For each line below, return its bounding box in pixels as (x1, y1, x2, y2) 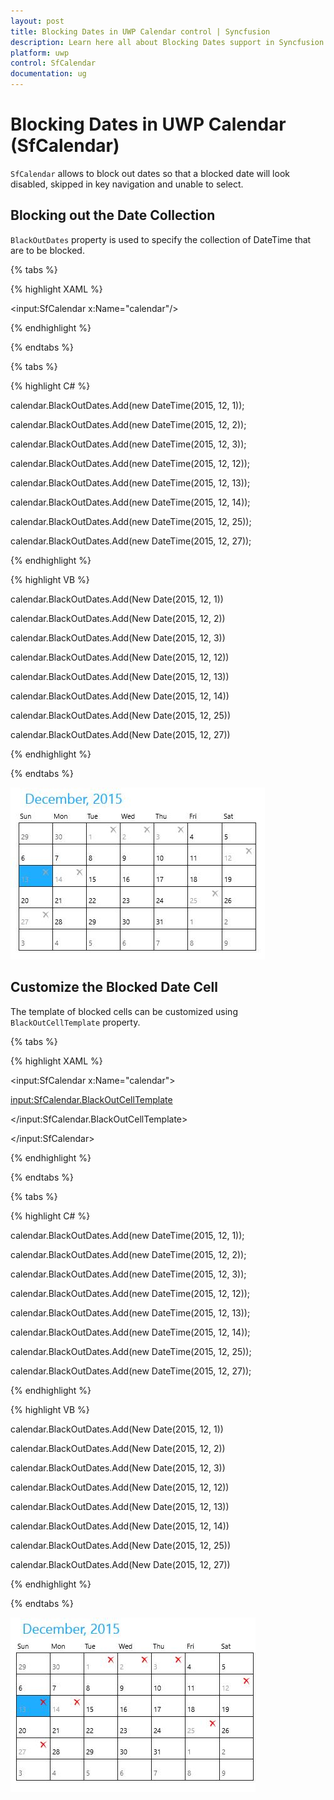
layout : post (10, 16, 65, 26)
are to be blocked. (10, 244, 85, 256)
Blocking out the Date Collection (10, 207, 216, 224)
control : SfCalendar (10, 58, 97, 69)
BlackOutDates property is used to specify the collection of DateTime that (10, 233, 312, 245)
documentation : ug (10, 69, 87, 79)
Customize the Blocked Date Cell (10, 979, 218, 996)
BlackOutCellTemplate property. (10, 1016, 141, 1028)
